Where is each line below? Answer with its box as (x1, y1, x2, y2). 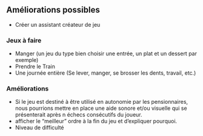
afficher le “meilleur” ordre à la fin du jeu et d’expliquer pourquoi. (15, 118, 178, 125)
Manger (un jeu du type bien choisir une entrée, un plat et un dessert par (15, 50, 197, 57)
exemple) (15, 56, 39, 64)
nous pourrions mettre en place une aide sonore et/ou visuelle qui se (15, 104, 187, 112)
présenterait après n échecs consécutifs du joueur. (15, 111, 142, 118)
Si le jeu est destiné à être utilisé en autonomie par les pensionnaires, (15, 98, 188, 106)
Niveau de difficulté (15, 124, 65, 131)
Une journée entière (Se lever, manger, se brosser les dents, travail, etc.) (15, 69, 196, 76)
